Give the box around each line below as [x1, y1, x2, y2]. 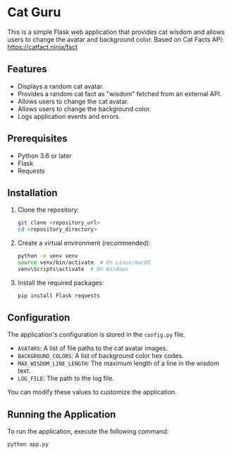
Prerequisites [7, 132, 68, 145]
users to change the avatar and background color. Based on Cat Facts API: [7, 35, 224, 43]
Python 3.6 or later [17, 151, 72, 160]
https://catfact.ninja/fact [7, 42, 78, 51]
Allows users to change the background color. [17, 104, 152, 113]
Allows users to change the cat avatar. [17, 97, 129, 105]
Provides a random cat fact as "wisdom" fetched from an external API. [17, 89, 222, 98]
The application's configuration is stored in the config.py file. [7, 330, 185, 339]
